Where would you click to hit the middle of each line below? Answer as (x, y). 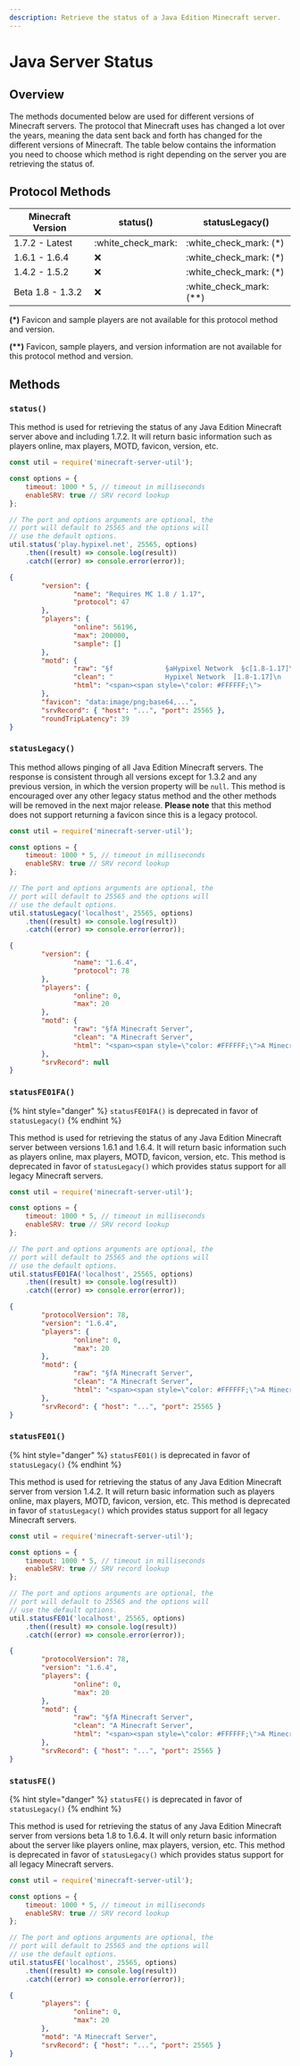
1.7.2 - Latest (43, 243)
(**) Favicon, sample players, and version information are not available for (146, 347)
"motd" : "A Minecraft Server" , (100, 2036)
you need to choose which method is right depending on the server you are (148, 154)
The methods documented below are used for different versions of (132, 116)
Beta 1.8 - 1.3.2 (48, 292)
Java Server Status (81, 61)
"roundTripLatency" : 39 (85, 719)
